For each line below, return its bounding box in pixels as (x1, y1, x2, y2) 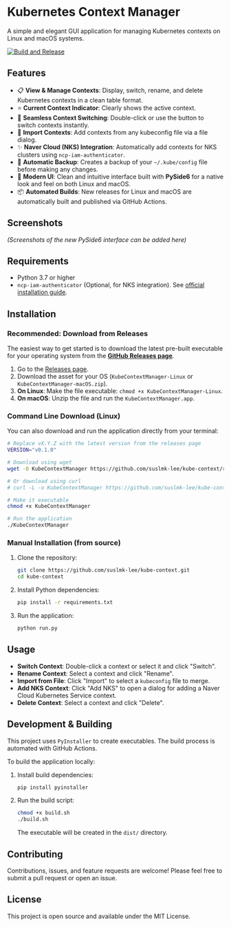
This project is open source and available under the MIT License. (7, 912, 191, 920)
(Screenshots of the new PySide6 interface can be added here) (7, 235, 187, 244)
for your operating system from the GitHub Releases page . (7, 352, 175, 360)
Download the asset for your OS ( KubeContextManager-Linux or (16, 372, 194, 381)
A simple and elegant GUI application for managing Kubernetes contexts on (7, 27, 221, 35)
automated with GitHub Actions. (7, 744, 98, 752)
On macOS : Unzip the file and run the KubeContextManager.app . (16, 394, 195, 403)
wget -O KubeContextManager (7, 465, 88, 472)
